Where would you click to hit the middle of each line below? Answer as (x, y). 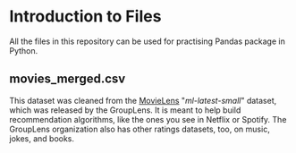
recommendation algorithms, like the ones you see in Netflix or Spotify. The (148, 119)
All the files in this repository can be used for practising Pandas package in (148, 41)
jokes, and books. (42, 138)
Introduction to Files (85, 17)
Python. (24, 50)
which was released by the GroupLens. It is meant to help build (125, 110)
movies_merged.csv (68, 79)
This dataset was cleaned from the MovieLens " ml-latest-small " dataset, (143, 100)
